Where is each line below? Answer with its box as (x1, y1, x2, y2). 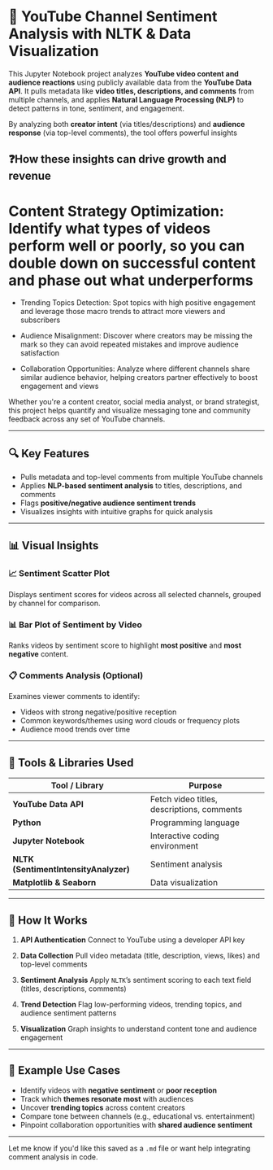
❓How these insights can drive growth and (8, 152, 227, 166)
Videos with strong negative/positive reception (19, 707, 177, 717)
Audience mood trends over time (19, 724, 131, 735)
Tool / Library (50, 780, 104, 792)
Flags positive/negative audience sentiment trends (19, 498, 197, 508)
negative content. (8, 649, 69, 659)
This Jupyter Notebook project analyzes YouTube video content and (8, 68, 240, 78)
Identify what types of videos (8, 219, 211, 238)
